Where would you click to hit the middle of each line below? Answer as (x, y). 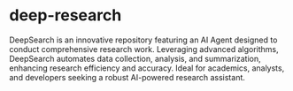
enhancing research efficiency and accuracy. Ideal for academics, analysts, (147, 68)
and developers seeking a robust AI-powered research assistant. (127, 77)
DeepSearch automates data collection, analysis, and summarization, (135, 58)
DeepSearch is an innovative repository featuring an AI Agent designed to (143, 40)
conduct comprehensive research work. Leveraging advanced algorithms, (144, 49)
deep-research (66, 15)
